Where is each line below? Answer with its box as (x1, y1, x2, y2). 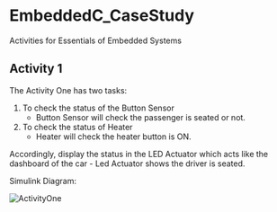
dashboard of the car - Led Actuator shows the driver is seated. (9, 158, 246, 169)
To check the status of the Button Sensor (22, 102, 175, 113)
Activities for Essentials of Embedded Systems (9, 35, 183, 46)
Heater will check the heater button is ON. (35, 131, 192, 142)
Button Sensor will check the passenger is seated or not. (35, 111, 246, 122)
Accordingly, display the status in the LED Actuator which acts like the (9, 148, 269, 159)
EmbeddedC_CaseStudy (9, 5, 195, 26)
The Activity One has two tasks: (9, 84, 128, 95)
